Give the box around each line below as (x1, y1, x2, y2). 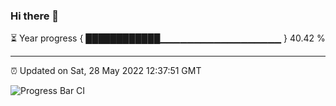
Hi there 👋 (10, 9, 60, 23)
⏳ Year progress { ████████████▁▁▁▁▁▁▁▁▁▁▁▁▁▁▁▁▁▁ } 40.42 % (10, 32, 326, 44)
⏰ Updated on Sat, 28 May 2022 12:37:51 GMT (10, 65, 202, 77)
